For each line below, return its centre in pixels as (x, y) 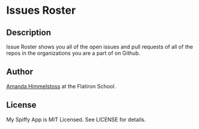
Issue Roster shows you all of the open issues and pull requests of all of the (100, 47)
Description (29, 33)
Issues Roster (41, 10)
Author (20, 72)
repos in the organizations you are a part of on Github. (73, 53)
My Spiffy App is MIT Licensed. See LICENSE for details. (76, 119)
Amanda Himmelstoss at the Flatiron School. (61, 86)
